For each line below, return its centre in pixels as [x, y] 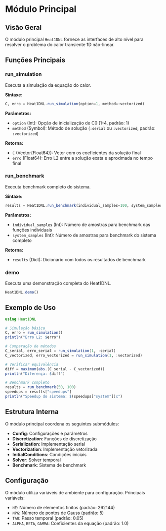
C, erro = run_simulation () [34, 333]
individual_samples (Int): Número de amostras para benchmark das [81, 225]
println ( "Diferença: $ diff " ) [35, 374]
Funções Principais [35, 60]
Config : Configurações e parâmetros [50, 433]
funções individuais [32, 230]
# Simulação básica [25, 328]
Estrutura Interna [32, 412]
